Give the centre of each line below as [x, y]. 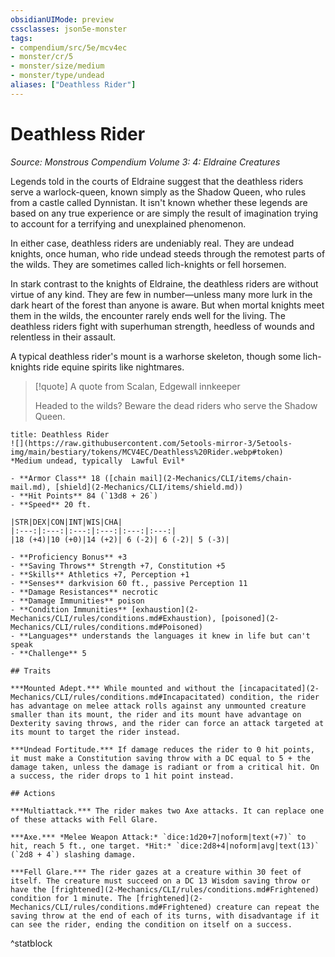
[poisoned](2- [250, 618]
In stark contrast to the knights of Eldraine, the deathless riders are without [164, 283]
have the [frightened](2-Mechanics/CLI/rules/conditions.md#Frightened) [165, 889]
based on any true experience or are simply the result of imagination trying [164, 213]
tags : [21, 38]
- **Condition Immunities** [69, 609]
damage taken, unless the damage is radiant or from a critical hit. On [165, 767]
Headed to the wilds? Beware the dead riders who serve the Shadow [176, 405]
